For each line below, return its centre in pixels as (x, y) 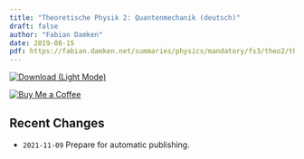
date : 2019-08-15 (42, 43)
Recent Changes (57, 123)
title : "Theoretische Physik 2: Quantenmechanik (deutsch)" (125, 18)
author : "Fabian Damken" (56, 34)
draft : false (34, 26)
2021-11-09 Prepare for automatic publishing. (106, 145)
